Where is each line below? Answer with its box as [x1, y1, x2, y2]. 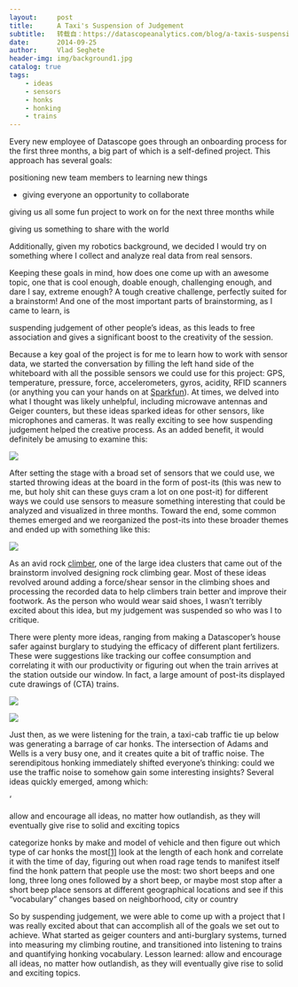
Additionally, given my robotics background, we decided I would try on [9, 241, 268, 252]
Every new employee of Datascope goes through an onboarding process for [9, 137, 287, 147]
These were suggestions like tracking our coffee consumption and [9, 651, 252, 662]
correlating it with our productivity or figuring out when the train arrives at [9, 660, 279, 670]
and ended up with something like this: [9, 524, 151, 535]
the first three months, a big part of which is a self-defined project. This [9, 145, 271, 156]
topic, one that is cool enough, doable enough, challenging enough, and [9, 277, 272, 288]
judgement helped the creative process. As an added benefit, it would [9, 425, 264, 435]
